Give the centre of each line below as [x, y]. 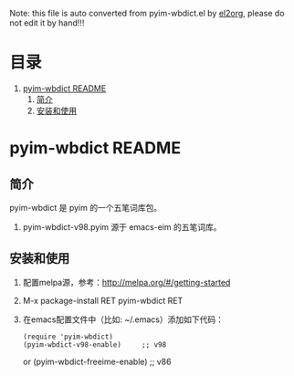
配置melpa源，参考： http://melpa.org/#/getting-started [126, 282]
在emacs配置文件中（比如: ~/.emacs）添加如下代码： [123, 319]
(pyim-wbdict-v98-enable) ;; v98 [94, 345]
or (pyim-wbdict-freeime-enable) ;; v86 [97, 361]
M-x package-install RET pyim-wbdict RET [103, 300]
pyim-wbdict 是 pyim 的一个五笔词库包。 [86, 207]
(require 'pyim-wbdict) [68, 337]
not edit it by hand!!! [47, 23]
